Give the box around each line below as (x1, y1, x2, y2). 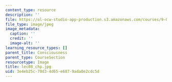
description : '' (5, 12, 40, 17)
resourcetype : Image (5, 60, 50, 65)
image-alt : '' (10, 41, 40, 46)
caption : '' (10, 31, 36, 36)
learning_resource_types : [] (5, 45, 68, 50)
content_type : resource (5, 7, 56, 13)
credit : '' (10, 36, 33, 41)
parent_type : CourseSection (5, 54, 66, 60)
